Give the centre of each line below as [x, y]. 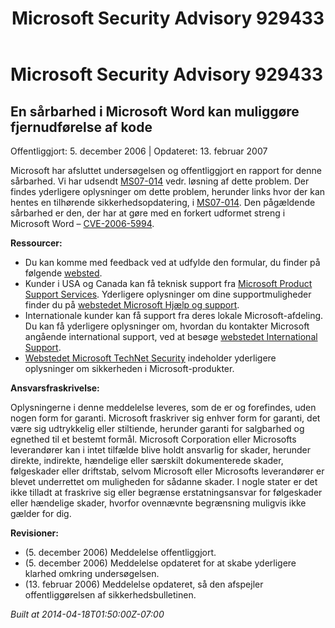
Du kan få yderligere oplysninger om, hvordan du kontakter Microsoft [167, 326]
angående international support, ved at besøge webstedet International [171, 336]
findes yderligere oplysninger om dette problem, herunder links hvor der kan [168, 191]
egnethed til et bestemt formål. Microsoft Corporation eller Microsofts [153, 439]
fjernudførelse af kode [81, 127]
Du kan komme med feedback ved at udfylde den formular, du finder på [172, 262]
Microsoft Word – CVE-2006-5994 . [82, 223]
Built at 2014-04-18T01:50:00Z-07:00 [87, 614]
